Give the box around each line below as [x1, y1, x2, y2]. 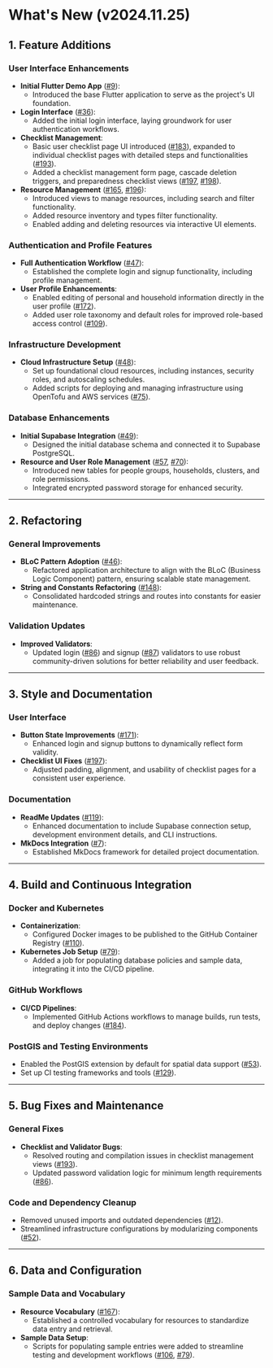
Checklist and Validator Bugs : [19, 1142, 123, 1152]
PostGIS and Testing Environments [8, 1040, 149, 1051]
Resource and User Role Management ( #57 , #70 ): [19, 457, 189, 466]
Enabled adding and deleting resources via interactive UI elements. [32, 219, 257, 229]
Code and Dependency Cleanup [8, 1196, 136, 1208]
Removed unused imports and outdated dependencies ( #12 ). [19, 1215, 223, 1225]
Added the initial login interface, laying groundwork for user [32, 116, 232, 125]
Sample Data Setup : [19, 1332, 89, 1342]
